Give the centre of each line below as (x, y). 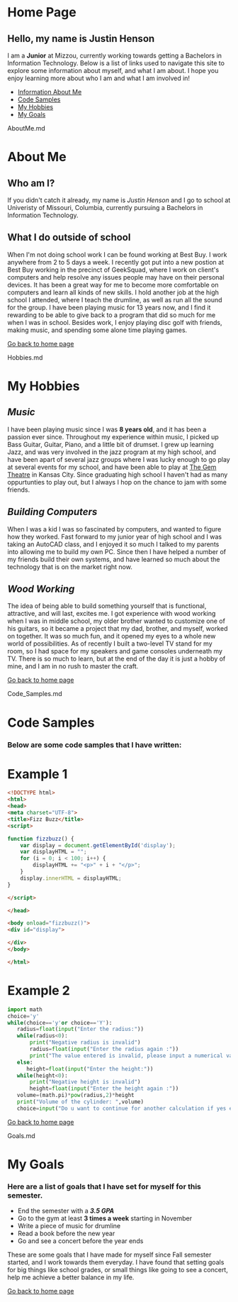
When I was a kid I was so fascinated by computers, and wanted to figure (114, 529)
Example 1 (38, 774)
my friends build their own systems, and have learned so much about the (114, 559)
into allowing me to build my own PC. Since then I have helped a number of (117, 551)
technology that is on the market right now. (70, 567)
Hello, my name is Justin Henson (81, 39)
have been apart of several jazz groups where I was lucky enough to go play (119, 459)
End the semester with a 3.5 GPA (66, 1211)
